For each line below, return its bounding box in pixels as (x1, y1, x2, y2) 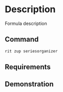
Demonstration (5, 80, 54, 88)
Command (5, 35, 39, 44)
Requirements (5, 63, 51, 72)
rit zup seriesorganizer (5, 48, 58, 54)
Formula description (5, 20, 47, 26)
